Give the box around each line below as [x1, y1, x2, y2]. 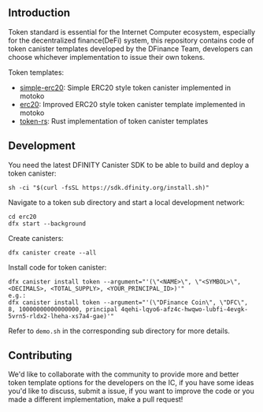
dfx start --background [8, 220, 87, 228]
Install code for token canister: [8, 262, 107, 272]
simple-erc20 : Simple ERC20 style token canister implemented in [19, 83, 231, 92]
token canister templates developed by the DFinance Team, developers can [8, 43, 254, 54]
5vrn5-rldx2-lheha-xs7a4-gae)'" [8, 312, 114, 320]
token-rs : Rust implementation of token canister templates [19, 116, 209, 125]
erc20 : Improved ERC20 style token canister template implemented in [19, 99, 246, 109]
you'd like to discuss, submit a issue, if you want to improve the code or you [8, 386, 254, 396]
